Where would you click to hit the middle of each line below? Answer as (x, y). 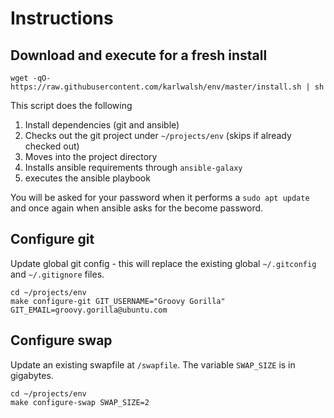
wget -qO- (31, 78)
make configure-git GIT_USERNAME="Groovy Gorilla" (118, 301)
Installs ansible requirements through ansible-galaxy (133, 167)
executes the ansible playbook (87, 178)
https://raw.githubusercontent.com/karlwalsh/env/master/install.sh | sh (167, 87)
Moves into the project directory (91, 156)
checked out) (52, 146)
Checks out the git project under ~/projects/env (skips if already (158, 135)
